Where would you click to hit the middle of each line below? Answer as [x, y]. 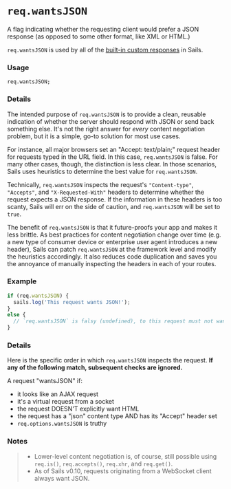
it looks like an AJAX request [57, 394]
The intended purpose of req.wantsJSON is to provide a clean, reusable [107, 114]
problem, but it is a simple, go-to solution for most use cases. [94, 136]
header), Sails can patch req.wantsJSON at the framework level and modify [112, 249]
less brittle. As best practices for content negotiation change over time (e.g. [114, 235]
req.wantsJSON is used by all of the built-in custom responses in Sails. [105, 50]
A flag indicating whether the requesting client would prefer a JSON [103, 29]
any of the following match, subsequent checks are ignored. [95, 368]
